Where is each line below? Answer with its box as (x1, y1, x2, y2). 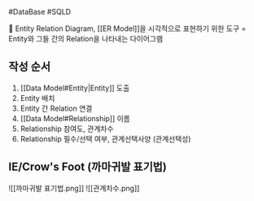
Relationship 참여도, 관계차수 (20, 124, 114, 133)
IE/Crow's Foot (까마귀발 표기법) (8, 160, 167, 174)
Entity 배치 (20, 93, 55, 103)
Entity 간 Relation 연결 (20, 103, 93, 113)
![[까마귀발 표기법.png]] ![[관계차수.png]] (8, 183, 140, 193)
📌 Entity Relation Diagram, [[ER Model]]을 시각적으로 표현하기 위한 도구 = (8, 24, 247, 33)
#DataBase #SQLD (8, 7, 72, 16)
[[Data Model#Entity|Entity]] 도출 (20, 83, 130, 93)
